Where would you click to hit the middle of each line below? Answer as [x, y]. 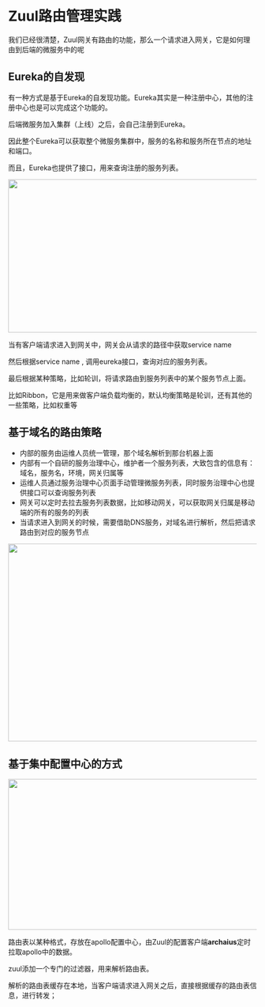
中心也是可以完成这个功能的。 [63, 107]
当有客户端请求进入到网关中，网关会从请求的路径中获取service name [120, 344]
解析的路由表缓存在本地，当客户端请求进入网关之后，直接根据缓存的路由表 [129, 986]
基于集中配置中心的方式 [65, 764]
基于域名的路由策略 [55, 432]
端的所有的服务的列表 [54, 512]
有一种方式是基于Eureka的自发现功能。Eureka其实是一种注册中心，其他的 [127, 97]
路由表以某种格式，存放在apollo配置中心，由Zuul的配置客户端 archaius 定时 [129, 942]
